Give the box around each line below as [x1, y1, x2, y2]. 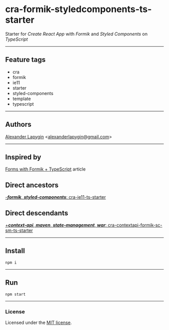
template [12, 96, 31, 102]
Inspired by [5, 152, 41, 161]
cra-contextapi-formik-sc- [108, 222, 162, 228]
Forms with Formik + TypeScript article [5, 166, 86, 172]
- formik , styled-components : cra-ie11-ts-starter [5, 194, 106, 200]
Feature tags [5, 55, 46, 64]
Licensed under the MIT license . [5, 319, 72, 325]
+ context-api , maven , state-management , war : [5, 222, 107, 228]
